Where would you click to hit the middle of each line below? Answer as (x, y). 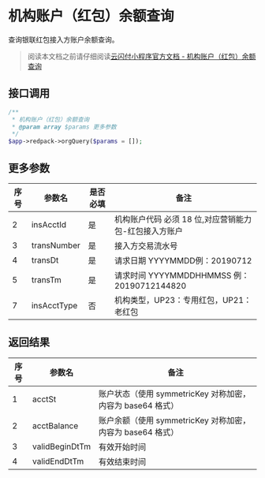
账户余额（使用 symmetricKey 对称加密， (174, 420)
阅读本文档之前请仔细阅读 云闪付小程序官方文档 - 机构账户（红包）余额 (142, 56)
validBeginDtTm (62, 446)
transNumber (56, 245)
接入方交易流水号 (146, 245)
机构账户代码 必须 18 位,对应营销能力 (183, 219)
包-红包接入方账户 (148, 231)
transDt (45, 260)
